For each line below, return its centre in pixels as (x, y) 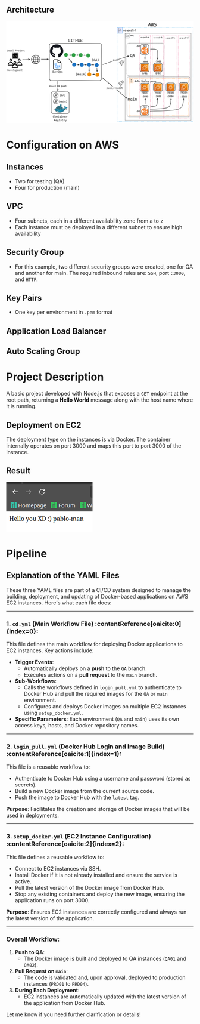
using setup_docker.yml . (53, 713)
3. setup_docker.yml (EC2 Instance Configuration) (79, 837)
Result (18, 471)
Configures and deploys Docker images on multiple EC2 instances (105, 707)
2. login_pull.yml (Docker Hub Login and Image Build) (85, 747)
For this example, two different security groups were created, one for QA (104, 266)
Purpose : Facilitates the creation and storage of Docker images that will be (98, 809)
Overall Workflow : (33, 939)
